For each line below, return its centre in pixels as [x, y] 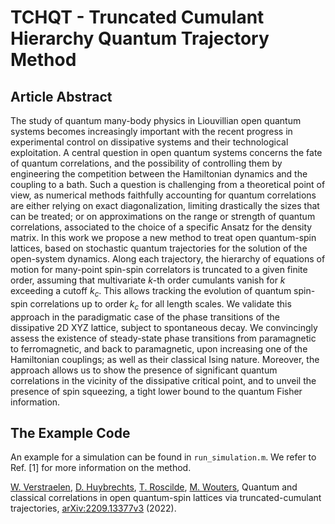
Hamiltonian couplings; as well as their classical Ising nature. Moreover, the [165, 359]
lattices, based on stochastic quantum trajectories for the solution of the [159, 248]
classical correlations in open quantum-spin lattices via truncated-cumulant [166, 498]
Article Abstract [61, 96]
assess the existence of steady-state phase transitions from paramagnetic [163, 338]
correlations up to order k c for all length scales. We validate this [160, 304]
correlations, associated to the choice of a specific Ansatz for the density [161, 227]
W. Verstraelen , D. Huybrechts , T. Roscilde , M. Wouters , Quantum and [154, 487]
